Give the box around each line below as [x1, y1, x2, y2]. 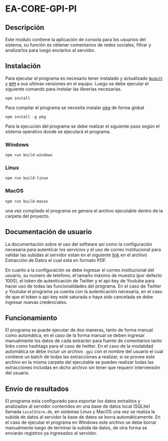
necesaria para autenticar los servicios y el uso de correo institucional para [5, 246, 161, 252]
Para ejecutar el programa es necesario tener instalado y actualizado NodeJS [5, 75, 162, 81]
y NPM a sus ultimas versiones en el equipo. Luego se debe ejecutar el [5, 80, 149, 86]
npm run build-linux [5, 176, 49, 181]
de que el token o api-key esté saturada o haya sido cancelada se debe [5, 294, 153, 300]
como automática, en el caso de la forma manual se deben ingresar [5, 333, 145, 339]
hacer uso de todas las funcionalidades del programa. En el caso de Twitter [5, 283, 162, 289]
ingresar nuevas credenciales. [5, 299, 68, 305]
